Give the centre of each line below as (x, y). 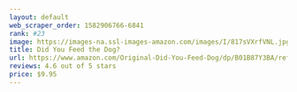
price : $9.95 (33, 74)
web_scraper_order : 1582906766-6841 (76, 25)
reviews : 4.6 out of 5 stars (63, 67)
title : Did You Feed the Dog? (65, 50)
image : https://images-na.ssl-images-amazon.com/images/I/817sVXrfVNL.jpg (150, 42)
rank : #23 (27, 33)
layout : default (39, 17)
